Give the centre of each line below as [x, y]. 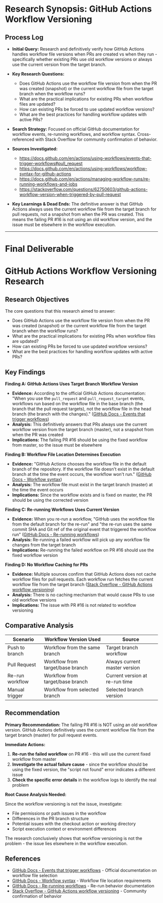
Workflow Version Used [73, 639]
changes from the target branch [44, 545]
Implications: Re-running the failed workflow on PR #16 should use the [83, 550]
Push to [16, 647]
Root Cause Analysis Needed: [36, 794]
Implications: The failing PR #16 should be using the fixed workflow [80, 440]
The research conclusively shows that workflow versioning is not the [73, 838]
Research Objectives [37, 299]
